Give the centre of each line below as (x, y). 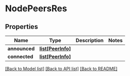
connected (20, 57)
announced (21, 49)
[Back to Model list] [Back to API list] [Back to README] (61, 69)
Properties (22, 27)
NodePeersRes (36, 9)
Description (90, 40)
